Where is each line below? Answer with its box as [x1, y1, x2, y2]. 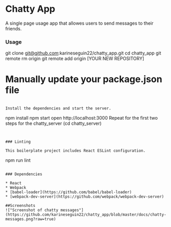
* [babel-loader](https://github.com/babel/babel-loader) [5, 190, 132, 195]
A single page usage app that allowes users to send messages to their [5, 20, 154, 26]
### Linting [5, 139, 31, 144]
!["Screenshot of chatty [5, 207, 59, 213]
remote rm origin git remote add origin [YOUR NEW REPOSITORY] [5, 55, 145, 62]
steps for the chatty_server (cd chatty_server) [5, 120, 102, 126]
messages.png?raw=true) [5, 217, 56, 222]
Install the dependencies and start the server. [5, 106, 111, 111]
